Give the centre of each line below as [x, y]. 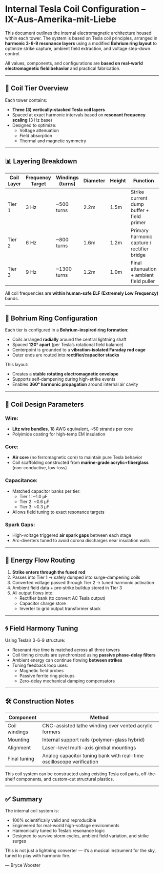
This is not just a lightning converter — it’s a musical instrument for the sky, [81, 851]
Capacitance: [21, 480]
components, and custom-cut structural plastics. [65, 779]
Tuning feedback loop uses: [40, 665]
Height [118, 180]
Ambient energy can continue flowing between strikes [67, 660]
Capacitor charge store [42, 603]
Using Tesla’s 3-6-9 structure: [35, 640]
